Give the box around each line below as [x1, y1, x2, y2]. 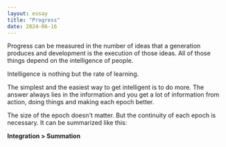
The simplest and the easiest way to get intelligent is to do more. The [7, 84, 205, 92]
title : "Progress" [7, 17, 60, 23]
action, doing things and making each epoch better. [7, 98, 155, 106]
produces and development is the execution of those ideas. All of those [7, 49, 211, 57]
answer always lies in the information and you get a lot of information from [7, 90, 220, 99]
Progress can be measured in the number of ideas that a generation [7, 42, 201, 50]
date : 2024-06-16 [7, 23, 58, 30]
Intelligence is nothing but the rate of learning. [7, 70, 139, 78]
